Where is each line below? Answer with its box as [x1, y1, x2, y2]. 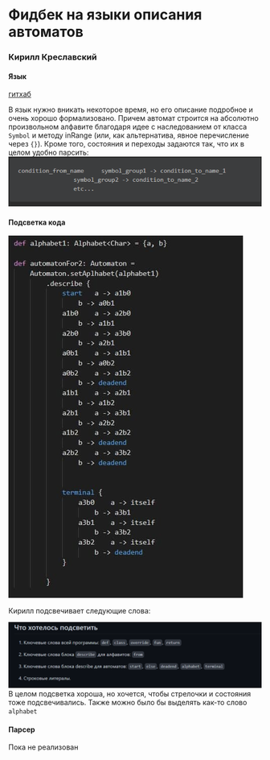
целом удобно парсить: [8, 147, 89, 158]
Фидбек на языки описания [8, 6, 202, 24]
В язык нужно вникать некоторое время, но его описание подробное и [8, 105, 253, 114]
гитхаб [8, 89, 32, 99]
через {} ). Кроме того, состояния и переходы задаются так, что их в [8, 139, 245, 149]
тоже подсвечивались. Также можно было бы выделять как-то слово [8, 698, 247, 708]
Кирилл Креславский [8, 52, 97, 63]
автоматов [8, 23, 84, 41]
